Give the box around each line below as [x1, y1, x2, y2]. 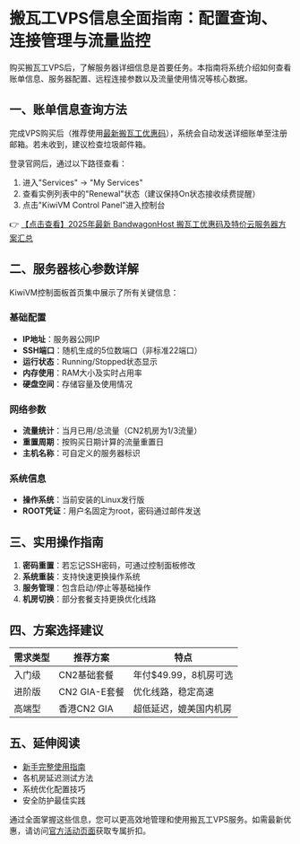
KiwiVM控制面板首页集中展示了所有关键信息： [9, 286, 179, 297]
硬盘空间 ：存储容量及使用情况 [21, 378, 133, 389]
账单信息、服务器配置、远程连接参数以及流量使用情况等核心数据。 [9, 73, 253, 84]
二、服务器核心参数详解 [9, 261, 139, 277]
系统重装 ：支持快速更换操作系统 [21, 571, 141, 582]
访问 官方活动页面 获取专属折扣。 [32, 825, 150, 836]
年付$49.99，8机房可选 [133, 669, 234, 681]
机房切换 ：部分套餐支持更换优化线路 [21, 593, 157, 604]
